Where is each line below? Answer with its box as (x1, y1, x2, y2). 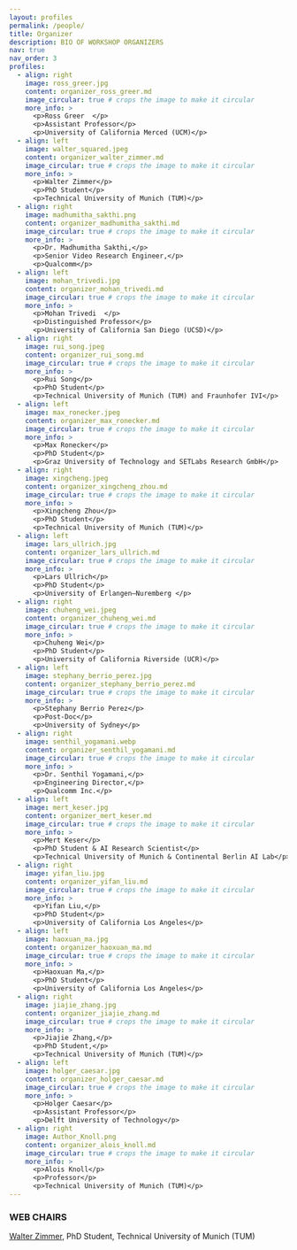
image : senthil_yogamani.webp (25, 737, 137, 746)
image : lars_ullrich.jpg (25, 539, 117, 549)
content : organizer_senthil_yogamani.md (25, 745, 176, 754)
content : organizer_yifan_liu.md (25, 877, 148, 886)
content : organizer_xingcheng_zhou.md (25, 482, 168, 491)
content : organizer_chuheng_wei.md (25, 613, 156, 622)
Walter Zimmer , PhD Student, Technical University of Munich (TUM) (9, 1231, 255, 1242)
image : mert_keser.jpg (25, 803, 109, 812)
